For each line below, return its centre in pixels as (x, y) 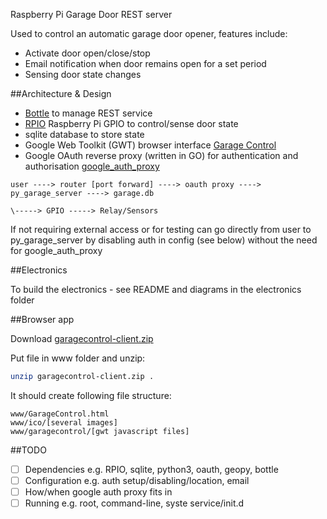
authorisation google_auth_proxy (92, 166)
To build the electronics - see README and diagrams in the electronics (156, 289)
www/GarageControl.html (60, 414)
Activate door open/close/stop (87, 53)
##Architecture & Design (61, 93)
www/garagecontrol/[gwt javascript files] (100, 431)
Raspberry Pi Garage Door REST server (91, 14)
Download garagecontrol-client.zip (82, 338)
